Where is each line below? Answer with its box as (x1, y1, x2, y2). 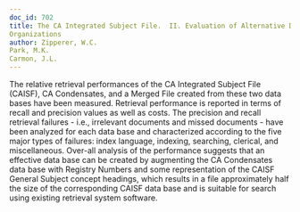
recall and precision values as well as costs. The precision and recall (9, 108, 262, 118)
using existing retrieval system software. (9, 192, 158, 203)
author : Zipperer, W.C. (9, 37, 98, 47)
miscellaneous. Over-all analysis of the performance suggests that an (9, 145, 265, 156)
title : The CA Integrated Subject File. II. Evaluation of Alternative (9, 21, 286, 30)
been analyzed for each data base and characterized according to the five (9, 126, 282, 136)
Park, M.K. (9, 46, 50, 55)
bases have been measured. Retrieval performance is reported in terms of (9, 98, 281, 108)
